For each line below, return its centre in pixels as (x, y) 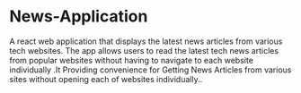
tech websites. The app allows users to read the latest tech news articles (144, 50)
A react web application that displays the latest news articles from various (146, 41)
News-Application (79, 17)
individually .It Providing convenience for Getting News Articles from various (150, 70)
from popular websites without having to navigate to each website (132, 60)
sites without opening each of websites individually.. (106, 79)
